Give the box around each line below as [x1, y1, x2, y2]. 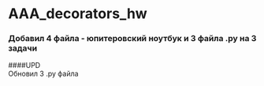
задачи [8, 43, 38, 54]
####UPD [8, 61, 41, 70]
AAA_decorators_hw [8, 5, 147, 23]
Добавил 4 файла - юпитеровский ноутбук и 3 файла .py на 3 [8, 33, 257, 44]
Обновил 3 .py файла [8, 69, 79, 79]
